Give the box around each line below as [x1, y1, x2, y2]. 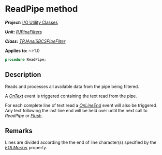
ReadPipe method [5, 3, 78, 15]
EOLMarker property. [5, 145, 47, 151]
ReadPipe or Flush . [5, 113, 43, 119]
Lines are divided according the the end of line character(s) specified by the [5, 139, 157, 145]
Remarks [5, 127, 33, 135]
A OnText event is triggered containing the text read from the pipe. [5, 93, 137, 99]
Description [5, 70, 41, 79]
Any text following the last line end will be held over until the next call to [5, 107, 147, 113]
